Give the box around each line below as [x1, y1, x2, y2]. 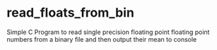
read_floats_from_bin [6, 5, 135, 21]
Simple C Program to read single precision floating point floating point [6, 28, 210, 36]
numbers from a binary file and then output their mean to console [6, 35, 197, 43]
